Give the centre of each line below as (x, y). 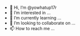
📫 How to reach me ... (32, 28)
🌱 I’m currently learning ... (35, 18)
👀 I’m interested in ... (30, 13)
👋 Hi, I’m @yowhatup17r (33, 8)
